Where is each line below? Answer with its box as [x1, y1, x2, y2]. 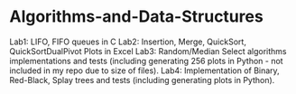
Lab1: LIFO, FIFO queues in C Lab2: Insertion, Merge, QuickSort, [9, 36, 246, 47]
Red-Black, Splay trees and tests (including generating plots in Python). [9, 74, 275, 85]
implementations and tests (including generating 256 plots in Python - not [9, 55, 283, 66]
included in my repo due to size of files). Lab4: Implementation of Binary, [9, 65, 280, 76]
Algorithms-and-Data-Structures [9, 6, 264, 27]
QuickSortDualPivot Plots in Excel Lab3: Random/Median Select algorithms [9, 45, 287, 56]
